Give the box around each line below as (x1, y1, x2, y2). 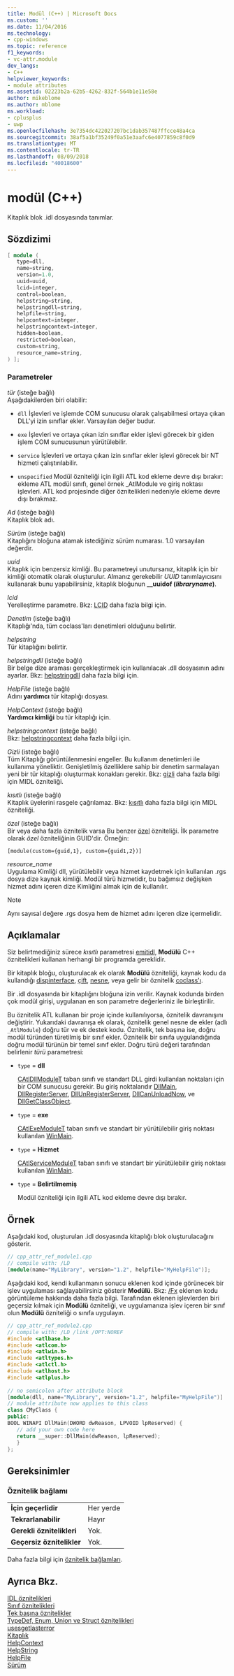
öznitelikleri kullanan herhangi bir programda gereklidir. (7, 955, 166, 964)
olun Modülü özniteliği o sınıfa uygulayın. (7, 1308, 126, 1317)
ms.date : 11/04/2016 (7, 23, 68, 30)
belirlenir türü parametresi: (7, 1048, 84, 1057)
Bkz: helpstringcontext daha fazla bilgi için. (7, 733, 131, 742)
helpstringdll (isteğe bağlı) (7, 656, 82, 664)
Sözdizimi (7, 234, 51, 245)
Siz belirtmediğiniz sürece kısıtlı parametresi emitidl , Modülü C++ (7, 948, 196, 957)
